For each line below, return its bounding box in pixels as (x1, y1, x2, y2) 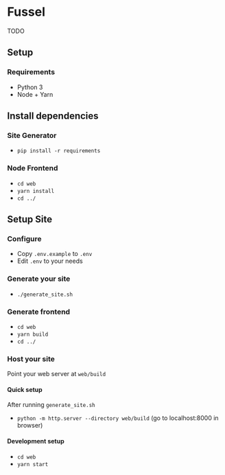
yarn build (16, 331, 49, 338)
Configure (7, 234, 42, 244)
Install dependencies (7, 111, 99, 122)
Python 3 (16, 83, 43, 91)
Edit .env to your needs (16, 257, 84, 265)
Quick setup (7, 385, 43, 393)
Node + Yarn (16, 90, 54, 98)
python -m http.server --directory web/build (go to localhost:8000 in (16, 414, 219, 422)
